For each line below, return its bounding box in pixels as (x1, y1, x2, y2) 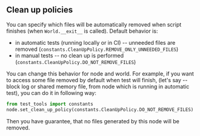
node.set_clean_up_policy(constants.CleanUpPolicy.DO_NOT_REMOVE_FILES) (6, 106, 194, 112)
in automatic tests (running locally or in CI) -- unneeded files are (15, 39, 176, 46)
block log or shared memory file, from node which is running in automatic (6, 83, 190, 90)
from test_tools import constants (6, 101, 94, 107)
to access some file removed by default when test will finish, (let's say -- (6, 76, 188, 83)
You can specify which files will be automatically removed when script (6, 21, 182, 28)
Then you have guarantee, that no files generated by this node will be (6, 117, 180, 125)
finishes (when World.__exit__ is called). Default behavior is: (6, 27, 158, 34)
